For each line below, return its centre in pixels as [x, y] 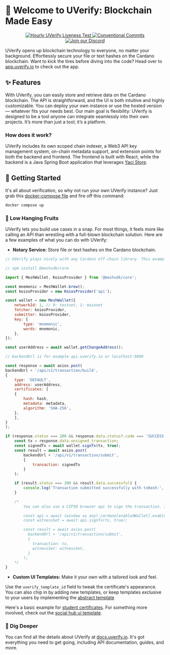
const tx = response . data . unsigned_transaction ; [67, 441]
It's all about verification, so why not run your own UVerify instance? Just [81, 190]
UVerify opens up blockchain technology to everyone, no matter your [77, 50]
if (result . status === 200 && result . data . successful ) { [76, 483]
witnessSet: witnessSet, [58, 548]
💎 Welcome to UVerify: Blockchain [79, 10]
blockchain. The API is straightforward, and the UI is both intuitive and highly [85, 100]
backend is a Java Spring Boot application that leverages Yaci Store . [76, 162]
